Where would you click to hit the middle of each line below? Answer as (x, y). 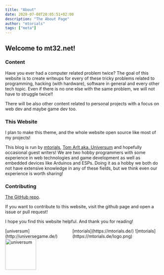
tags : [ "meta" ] (21, 28)
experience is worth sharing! (34, 174)
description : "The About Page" (37, 19)
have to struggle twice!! (29, 94)
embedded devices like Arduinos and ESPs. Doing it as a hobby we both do (82, 163)
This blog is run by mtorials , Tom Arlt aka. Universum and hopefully (74, 147)
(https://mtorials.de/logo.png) (102, 236)
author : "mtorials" (25, 23)
